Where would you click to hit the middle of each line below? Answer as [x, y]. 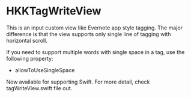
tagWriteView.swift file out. [39, 88]
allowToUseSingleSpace [45, 70]
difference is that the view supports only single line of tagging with [89, 34]
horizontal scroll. [27, 40]
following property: [30, 58]
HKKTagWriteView [54, 11]
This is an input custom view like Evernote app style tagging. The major [95, 28]
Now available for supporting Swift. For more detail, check [78, 82]
